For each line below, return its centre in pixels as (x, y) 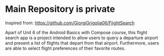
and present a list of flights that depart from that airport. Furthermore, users (82, 43)
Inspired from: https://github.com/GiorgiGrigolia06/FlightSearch (70, 23)
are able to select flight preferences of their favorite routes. (65, 48)
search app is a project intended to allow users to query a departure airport (82, 38)
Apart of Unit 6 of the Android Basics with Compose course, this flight (76, 32)
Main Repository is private (60, 9)
